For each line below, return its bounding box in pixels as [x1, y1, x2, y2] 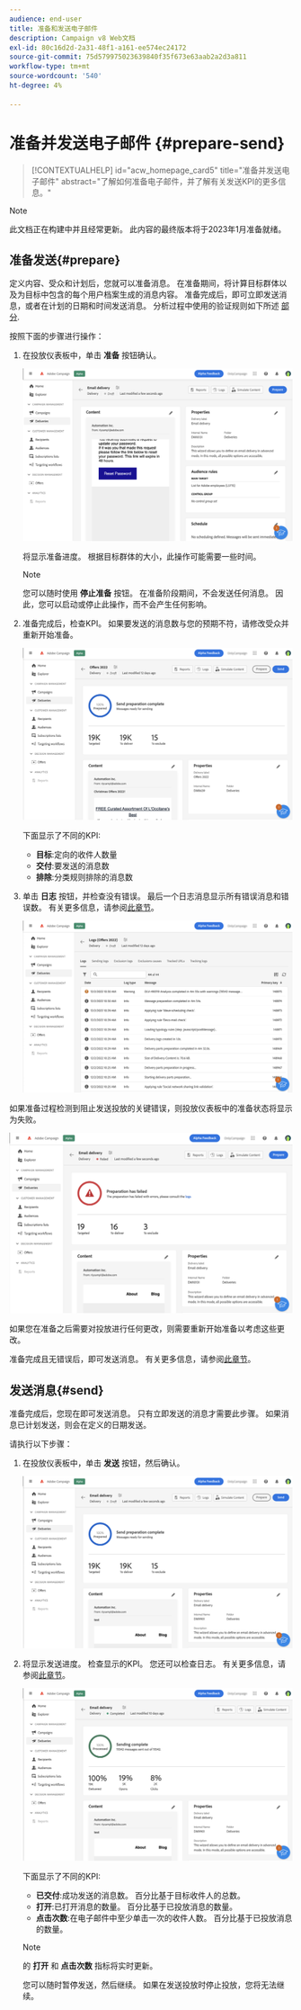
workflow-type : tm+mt [9, 62, 91, 71]
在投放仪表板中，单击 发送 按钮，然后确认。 [22, 1458, 185, 1468]
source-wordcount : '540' [9, 72, 102, 81]
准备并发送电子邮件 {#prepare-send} [9, 133, 286, 153]
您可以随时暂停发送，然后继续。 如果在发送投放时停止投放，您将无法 [22, 1979, 277, 1990]
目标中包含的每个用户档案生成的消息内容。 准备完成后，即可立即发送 [24, 289, 279, 301]
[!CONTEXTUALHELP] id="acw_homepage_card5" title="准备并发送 [31, 165, 283, 175]
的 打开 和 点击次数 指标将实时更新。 [22, 1960, 158, 1970]
